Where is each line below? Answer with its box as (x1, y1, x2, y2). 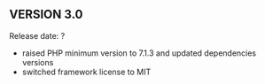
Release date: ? (9, 30, 66, 41)
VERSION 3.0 (9, 7, 83, 22)
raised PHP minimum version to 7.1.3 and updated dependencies (21, 48, 257, 58)
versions (21, 57, 54, 67)
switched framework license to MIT (21, 66, 152, 77)
